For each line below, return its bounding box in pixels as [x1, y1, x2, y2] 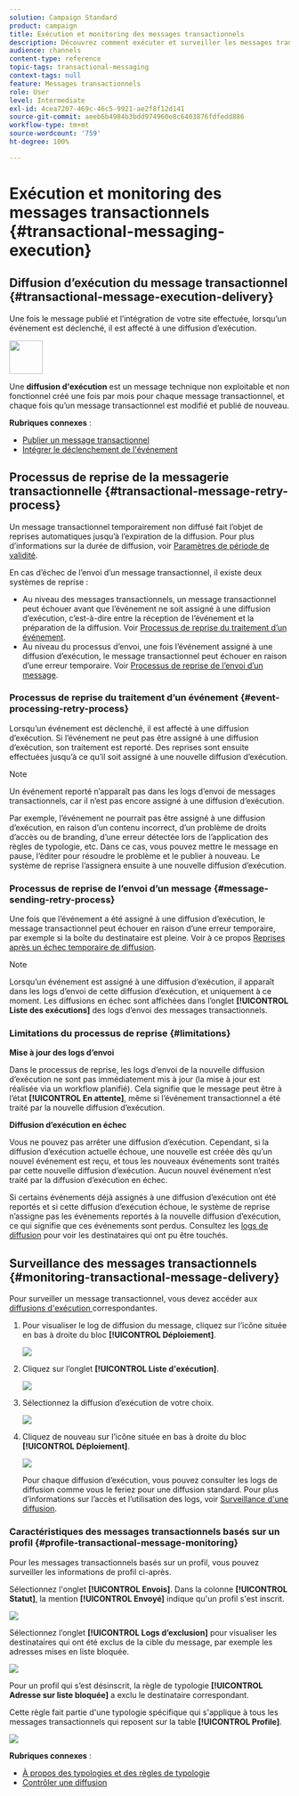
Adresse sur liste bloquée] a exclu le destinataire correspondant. [9, 1689, 249, 1700]
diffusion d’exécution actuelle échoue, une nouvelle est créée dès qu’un [9, 1147, 273, 1157]
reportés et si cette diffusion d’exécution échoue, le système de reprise [9, 1202, 271, 1212]
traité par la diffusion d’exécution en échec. [9, 1175, 168, 1186]
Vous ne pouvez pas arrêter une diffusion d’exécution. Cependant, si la [9, 1137, 270, 1147]
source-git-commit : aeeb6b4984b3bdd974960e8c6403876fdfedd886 [9, 112, 245, 121]
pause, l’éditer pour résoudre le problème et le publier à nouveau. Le [9, 850, 261, 861]
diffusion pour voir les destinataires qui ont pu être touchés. [9, 1230, 229, 1241]
